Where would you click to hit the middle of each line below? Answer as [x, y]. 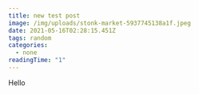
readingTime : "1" [37, 61]
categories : [28, 45]
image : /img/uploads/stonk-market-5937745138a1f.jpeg [100, 23]
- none [26, 53]
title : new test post [44, 16]
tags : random [30, 38]
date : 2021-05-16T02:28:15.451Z [62, 30]
